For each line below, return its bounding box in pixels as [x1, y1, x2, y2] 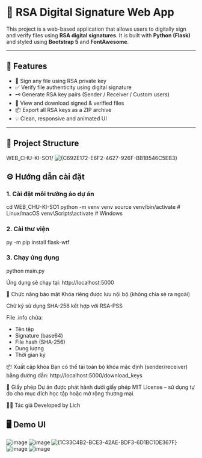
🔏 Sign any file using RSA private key [14, 77, 107, 84]
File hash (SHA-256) [14, 338, 66, 345]
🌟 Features [6, 61, 47, 72]
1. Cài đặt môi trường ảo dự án [6, 190, 94, 198]
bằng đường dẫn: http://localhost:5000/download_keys [6, 371, 142, 379]
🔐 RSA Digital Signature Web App [6, 5, 174, 19]
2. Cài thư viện [6, 225, 50, 234]
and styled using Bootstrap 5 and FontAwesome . [6, 38, 129, 45]
